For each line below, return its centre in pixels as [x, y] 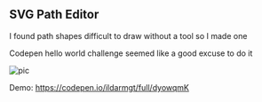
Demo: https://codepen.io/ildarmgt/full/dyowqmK [99, 87]
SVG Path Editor [54, 15]
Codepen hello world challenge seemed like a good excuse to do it [131, 53]
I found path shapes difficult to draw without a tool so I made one [128, 35]
